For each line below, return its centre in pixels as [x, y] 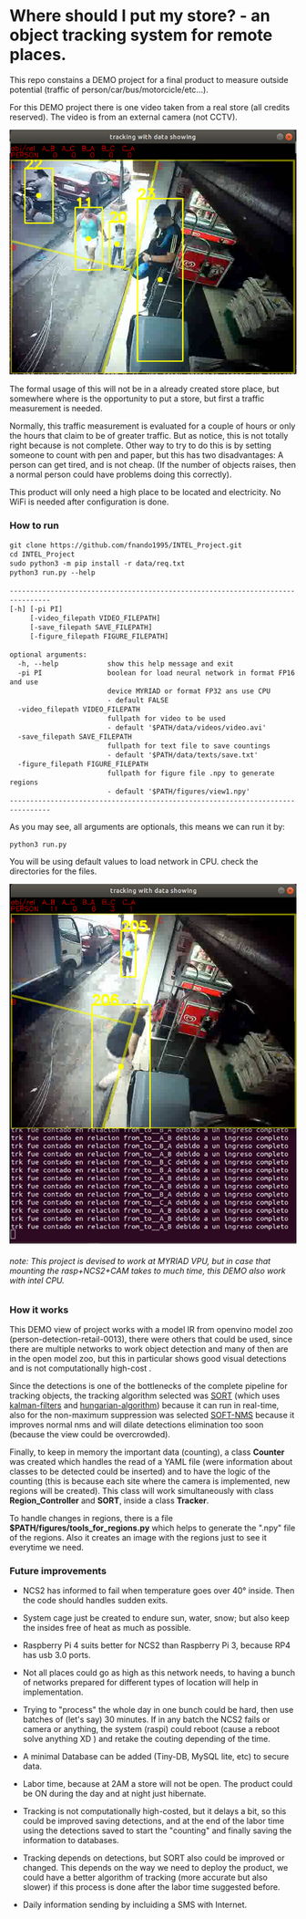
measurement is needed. [56, 408]
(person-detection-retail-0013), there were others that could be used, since [151, 1339]
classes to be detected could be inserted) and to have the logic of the [140, 1472]
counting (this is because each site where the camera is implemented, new [150, 1481]
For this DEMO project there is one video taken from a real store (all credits [150, 107]
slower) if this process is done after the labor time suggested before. [151, 1887]
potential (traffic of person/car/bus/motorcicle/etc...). [109, 89]
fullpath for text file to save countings [189, 746]
